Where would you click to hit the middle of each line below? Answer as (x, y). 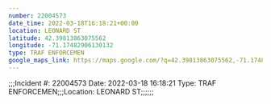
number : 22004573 (38, 16)
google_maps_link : (39, 61)
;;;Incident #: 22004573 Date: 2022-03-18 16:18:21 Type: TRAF (113, 83)
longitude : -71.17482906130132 (61, 46)
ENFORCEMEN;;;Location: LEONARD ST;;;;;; (81, 91)
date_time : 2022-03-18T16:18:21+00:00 (73, 23)
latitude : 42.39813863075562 (57, 38)
